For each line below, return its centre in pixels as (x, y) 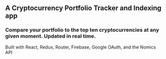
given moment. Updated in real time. (51, 36)
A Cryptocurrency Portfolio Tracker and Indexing (84, 8)
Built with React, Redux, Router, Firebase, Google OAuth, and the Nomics (80, 47)
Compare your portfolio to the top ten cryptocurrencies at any (82, 30)
